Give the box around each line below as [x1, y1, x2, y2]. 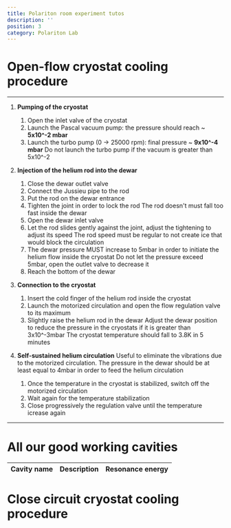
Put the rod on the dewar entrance [27, 194, 125, 203]
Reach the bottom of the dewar [27, 267, 115, 276]
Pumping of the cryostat [16, 103, 89, 111]
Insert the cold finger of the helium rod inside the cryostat [27, 294, 191, 303]
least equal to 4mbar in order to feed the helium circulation [16, 366, 184, 374]
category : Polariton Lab [7, 29, 78, 37]
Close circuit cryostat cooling [7, 491, 179, 507]
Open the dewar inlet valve [27, 216, 104, 225]
